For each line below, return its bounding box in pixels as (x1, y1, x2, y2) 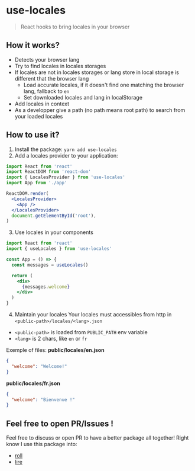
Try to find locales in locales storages (14, 62, 106, 69)
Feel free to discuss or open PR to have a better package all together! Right (6, 434, 189, 441)
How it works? (6, 40, 60, 50)
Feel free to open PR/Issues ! (6, 418, 114, 428)
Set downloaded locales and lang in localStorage (23, 94, 143, 101)
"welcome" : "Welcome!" (11, 363, 67, 369)
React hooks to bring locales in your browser (20, 23, 130, 30)
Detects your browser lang (14, 56, 80, 63)
